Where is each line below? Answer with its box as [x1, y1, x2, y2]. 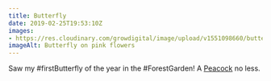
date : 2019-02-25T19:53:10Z [8, 19, 103, 27]
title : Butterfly [8, 11, 67, 20]
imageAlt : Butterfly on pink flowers [8, 42, 135, 50]
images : [8, 26, 35, 34]
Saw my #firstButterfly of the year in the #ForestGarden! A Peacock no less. [8, 63, 261, 73]
